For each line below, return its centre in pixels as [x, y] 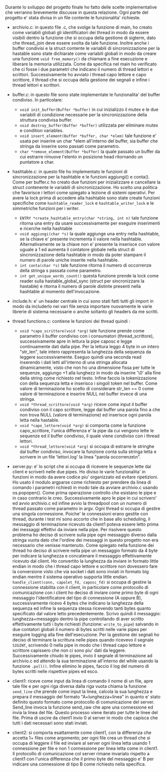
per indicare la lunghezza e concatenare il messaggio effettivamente [82, 556]
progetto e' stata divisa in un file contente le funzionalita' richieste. [73, 18]
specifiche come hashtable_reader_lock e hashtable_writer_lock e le [83, 203]
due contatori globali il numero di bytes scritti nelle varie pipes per [80, 629]
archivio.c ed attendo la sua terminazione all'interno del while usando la [85, 661]
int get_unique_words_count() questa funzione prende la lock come [89, 276]
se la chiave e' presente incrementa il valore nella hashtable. [81, 239]
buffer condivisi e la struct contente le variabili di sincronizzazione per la [86, 48]
